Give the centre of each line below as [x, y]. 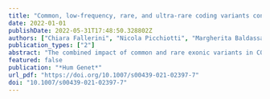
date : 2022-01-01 [37, 23]
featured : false [35, 61]
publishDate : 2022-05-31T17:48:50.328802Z [80, 30]
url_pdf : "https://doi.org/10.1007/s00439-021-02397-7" [104, 75]
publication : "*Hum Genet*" [55, 68]
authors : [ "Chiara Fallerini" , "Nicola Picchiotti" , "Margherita [120, 38]
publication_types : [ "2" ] [51, 46]
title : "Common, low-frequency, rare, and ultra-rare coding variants [129, 16]
